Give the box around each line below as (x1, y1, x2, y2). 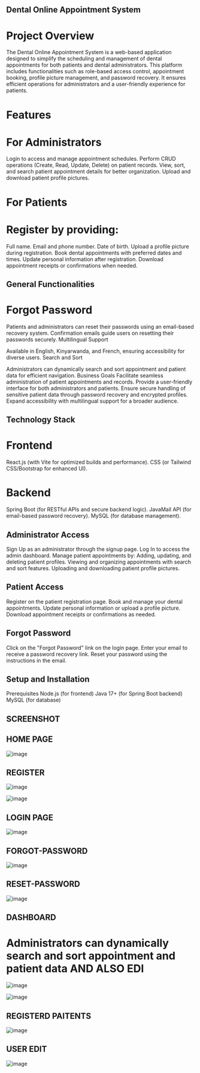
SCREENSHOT (6, 714, 60, 724)
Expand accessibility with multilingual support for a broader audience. (6, 397, 178, 404)
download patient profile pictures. (6, 174, 90, 182)
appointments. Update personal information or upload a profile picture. (6, 604, 181, 612)
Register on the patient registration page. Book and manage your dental (6, 598, 183, 605)
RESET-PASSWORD (6, 879, 80, 889)
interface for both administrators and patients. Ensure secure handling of (6, 384, 186, 392)
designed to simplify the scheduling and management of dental (6, 55, 162, 62)
